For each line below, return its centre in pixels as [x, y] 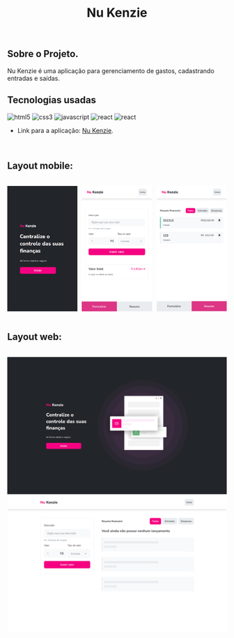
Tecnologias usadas [52, 100]
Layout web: [34, 337]
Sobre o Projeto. [43, 54]
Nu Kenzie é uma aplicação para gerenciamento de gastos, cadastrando [111, 70]
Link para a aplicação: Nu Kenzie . [65, 130]
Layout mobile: [40, 165]
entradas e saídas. [34, 78]
